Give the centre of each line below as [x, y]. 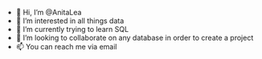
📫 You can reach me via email [66, 47]
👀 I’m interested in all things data [70, 21]
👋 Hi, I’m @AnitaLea [49, 12]
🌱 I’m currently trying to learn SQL [72, 29]
